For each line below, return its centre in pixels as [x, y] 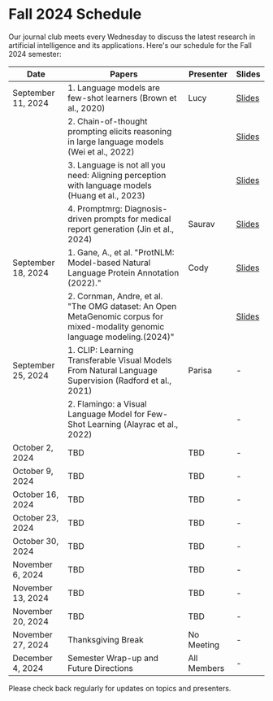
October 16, [36, 494]
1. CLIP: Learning [101, 350]
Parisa [200, 370]
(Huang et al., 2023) [107, 195]
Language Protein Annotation [123, 272]
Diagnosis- [146, 208]
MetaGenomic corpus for [116, 316]
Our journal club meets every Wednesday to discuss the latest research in [132, 37]
